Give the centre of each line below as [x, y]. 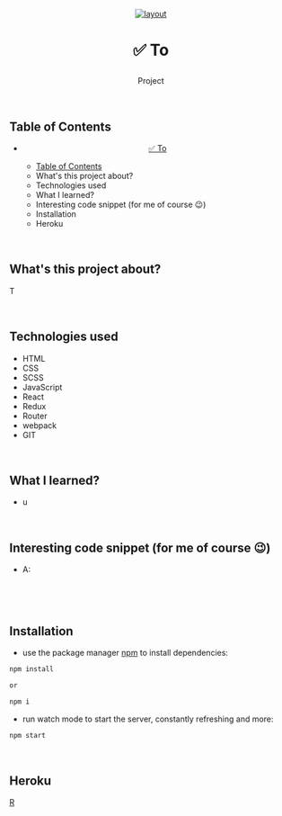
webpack [39, 425]
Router [35, 416]
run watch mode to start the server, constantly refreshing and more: [148, 719]
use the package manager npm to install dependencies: [125, 653]
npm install [31, 669]
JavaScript [42, 387]
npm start [28, 735]
